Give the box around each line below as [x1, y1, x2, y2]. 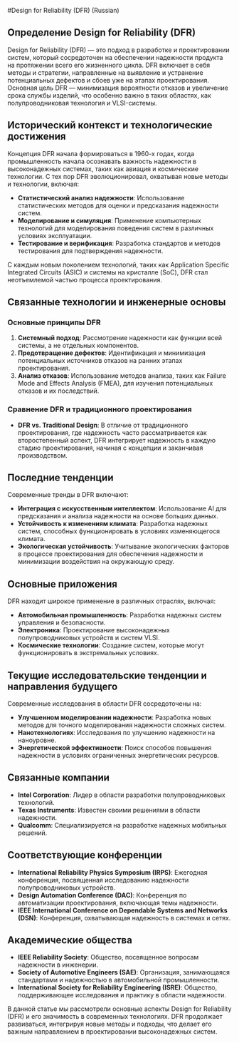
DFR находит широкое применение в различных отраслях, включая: [7, 597, 216, 605]
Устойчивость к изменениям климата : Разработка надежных [17, 520, 208, 528]
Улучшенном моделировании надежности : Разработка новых [17, 713, 212, 722]
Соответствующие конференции [7, 849, 162, 861]
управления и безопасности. [17, 618, 106, 627]
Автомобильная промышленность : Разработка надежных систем [17, 611, 222, 620]
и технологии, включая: [7, 180, 80, 188]
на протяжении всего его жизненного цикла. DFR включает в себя [7, 61, 211, 69]
